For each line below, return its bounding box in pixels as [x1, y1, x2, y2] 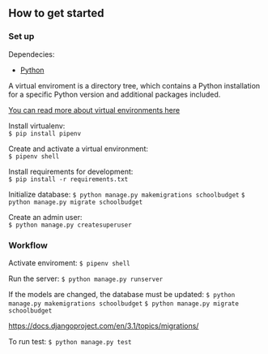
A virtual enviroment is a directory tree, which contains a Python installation [8, 80, 261, 90]
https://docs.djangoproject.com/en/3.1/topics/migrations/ [8, 321, 199, 330]
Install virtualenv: [8, 121, 66, 131]
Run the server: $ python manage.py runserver [8, 274, 164, 283]
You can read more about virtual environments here [8, 105, 181, 114]
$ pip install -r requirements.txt [8, 175, 129, 183]
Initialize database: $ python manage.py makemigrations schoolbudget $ [8, 189, 245, 199]
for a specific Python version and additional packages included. [8, 89, 221, 99]
